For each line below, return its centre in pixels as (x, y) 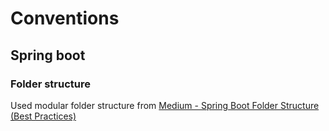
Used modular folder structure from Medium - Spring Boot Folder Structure (165, 105)
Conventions (65, 18)
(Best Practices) (43, 116)
